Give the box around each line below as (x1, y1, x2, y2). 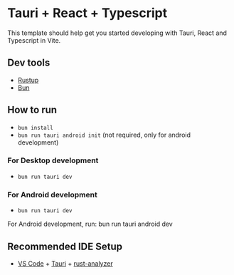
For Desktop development (7, 155, 99, 165)
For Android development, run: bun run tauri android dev (7, 219, 173, 229)
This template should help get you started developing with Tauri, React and (7, 28, 228, 37)
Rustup (17, 76, 39, 84)
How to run (7, 104, 58, 116)
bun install (17, 124, 53, 131)
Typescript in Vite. (7, 36, 61, 44)
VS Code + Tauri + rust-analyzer (17, 259, 113, 268)
